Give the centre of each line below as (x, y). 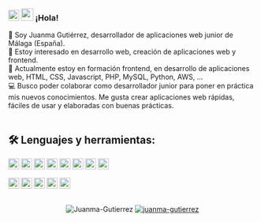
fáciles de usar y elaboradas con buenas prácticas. (91, 106)
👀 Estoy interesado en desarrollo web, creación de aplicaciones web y (122, 52)
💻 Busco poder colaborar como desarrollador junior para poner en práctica (131, 86)
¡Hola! (47, 17)
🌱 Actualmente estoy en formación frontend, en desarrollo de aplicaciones (129, 69)
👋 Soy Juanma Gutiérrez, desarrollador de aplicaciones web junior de (121, 35)
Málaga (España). (37, 43)
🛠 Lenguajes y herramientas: (82, 139)
